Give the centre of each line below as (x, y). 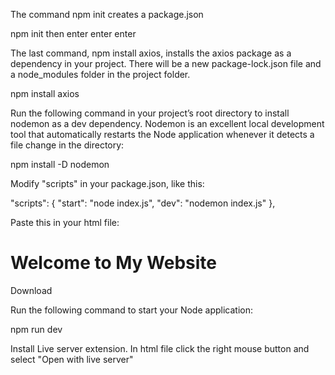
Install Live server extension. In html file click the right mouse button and (160, 348)
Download (31, 290)
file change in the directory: (67, 145)
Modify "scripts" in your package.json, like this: (107, 183)
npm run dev (36, 329)
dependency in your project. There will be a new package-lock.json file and (166, 63)
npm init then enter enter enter (73, 33)
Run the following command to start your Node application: (131, 310)
